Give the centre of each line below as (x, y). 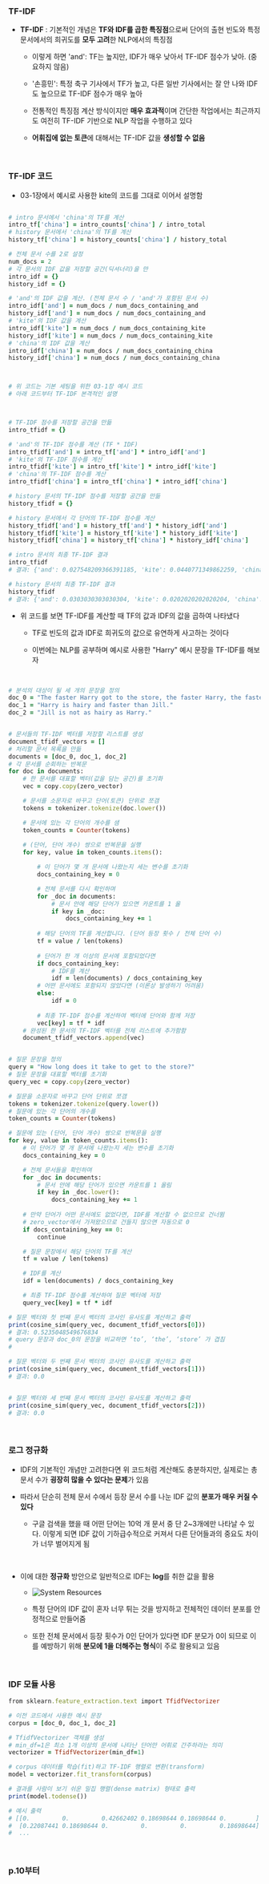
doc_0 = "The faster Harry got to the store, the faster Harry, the (125, 698)
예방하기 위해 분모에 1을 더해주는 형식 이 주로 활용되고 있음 (130, 1646)
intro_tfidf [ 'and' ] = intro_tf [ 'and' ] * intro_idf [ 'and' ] (107, 452)
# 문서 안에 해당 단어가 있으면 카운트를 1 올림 (104, 1185)
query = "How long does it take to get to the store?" (102, 1067)
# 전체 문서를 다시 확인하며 (76, 889)
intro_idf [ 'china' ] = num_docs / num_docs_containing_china (111, 350)
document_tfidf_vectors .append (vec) (84, 1038)
